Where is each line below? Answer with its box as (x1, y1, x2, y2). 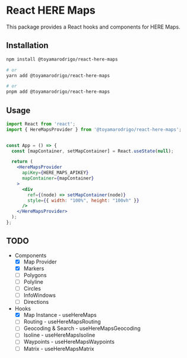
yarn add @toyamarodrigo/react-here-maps (6, 73, 110, 78)
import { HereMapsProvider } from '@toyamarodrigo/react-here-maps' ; (6, 126, 182, 133)
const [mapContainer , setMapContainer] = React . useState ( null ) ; (11, 148, 174, 154)
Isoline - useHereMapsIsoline (23, 331, 96, 339)
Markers (23, 265, 45, 272)
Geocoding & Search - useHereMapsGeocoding (23, 325, 141, 332)
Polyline (23, 278, 43, 285)
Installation (6, 40, 49, 51)
